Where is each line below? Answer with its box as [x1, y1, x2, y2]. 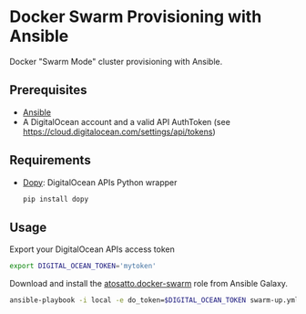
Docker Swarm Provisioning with [9, 6, 262, 27]
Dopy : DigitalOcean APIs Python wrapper [22, 176, 178, 188]
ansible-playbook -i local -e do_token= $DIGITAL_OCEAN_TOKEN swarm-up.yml [9, 296, 300, 305]
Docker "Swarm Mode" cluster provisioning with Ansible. [9, 56, 223, 67]
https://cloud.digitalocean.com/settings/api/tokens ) [22, 126, 216, 137]
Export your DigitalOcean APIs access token [9, 244, 176, 255]
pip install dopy [22, 194, 89, 204]
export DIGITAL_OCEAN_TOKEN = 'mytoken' [9, 262, 157, 271]
